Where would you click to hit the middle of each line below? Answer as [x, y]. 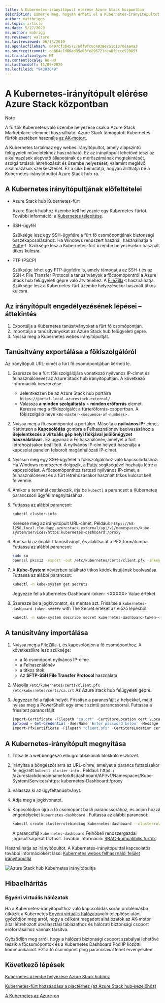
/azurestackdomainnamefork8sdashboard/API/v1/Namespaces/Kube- [83, 776]
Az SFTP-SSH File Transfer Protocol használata [68, 675]
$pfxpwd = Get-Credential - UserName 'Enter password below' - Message [85, 724]
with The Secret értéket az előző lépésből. [105, 608]
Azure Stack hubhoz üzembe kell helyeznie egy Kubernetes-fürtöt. [80, 211]
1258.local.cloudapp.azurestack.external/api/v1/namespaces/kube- [82, 528]
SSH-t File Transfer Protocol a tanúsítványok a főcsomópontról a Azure [84, 275]
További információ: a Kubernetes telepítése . [58, 216]
